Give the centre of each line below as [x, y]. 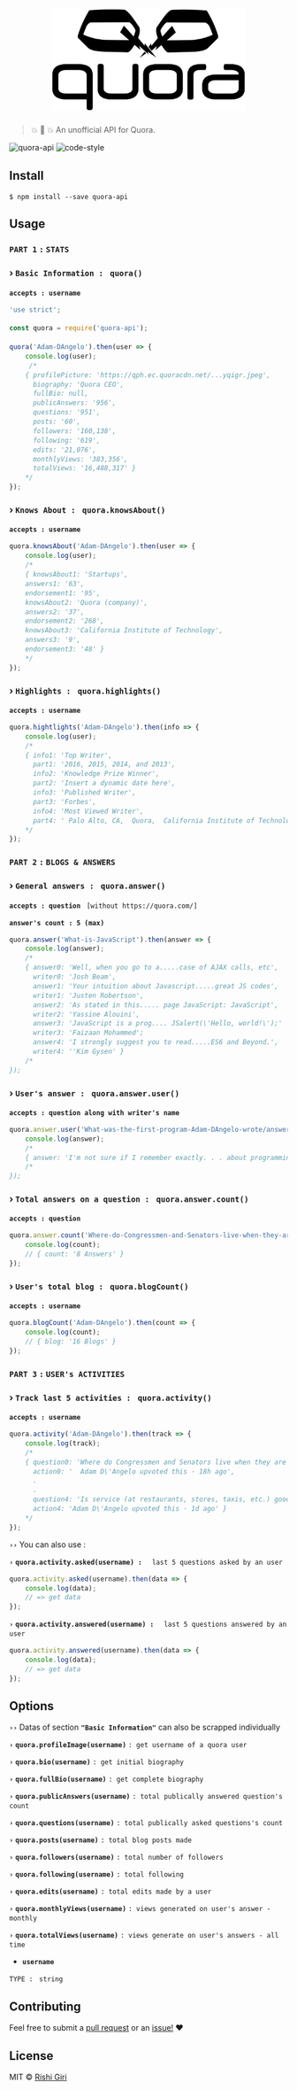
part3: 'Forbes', [65, 801]
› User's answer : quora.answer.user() [94, 1093]
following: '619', [66, 440]
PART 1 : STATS [39, 250]
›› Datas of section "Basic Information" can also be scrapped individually [145, 1727]
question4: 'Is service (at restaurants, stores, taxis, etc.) [152, 1499]
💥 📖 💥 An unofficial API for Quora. [93, 130]
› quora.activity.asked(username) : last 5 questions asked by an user [146, 1562]
